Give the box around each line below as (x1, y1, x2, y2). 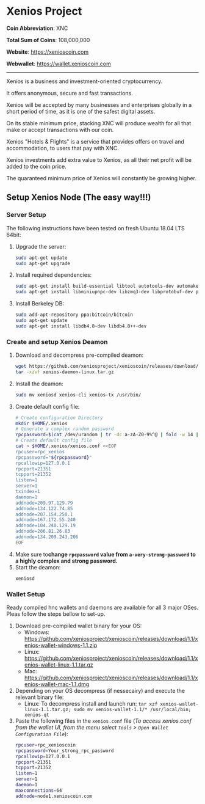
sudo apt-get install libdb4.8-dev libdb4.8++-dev (15, 323, 147, 329)
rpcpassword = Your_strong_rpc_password (15, 747, 114, 754)
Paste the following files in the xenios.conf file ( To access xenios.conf (15, 717, 192, 725)
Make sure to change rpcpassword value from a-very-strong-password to (15, 550, 196, 558)
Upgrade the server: (15, 243, 67, 250)
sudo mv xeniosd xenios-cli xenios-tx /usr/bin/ (15, 392, 142, 398)
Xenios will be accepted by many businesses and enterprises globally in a (6, 101, 192, 108)
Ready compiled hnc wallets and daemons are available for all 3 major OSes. (6, 604, 199, 611)
